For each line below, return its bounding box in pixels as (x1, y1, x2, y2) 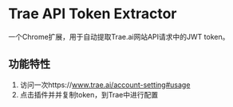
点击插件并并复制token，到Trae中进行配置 (19, 90, 158, 99)
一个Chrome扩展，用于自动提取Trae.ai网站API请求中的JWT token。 (8, 32, 230, 41)
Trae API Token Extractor (8, 5, 177, 23)
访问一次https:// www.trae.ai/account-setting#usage (19, 80, 191, 90)
